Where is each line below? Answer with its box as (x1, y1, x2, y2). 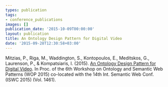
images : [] (5, 21, 29, 27)
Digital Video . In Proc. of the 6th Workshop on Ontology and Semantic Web (5, 66, 163, 72)
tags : (5, 12, 17, 17)
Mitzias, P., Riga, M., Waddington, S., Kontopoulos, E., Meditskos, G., (5, 55, 150, 61)
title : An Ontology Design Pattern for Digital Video (5, 36, 123, 41)
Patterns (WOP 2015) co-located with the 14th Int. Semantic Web (5, 71, 141, 77)
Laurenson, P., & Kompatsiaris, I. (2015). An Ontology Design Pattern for (5, 60, 156, 67)
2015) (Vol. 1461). (19, 76, 56, 82)
